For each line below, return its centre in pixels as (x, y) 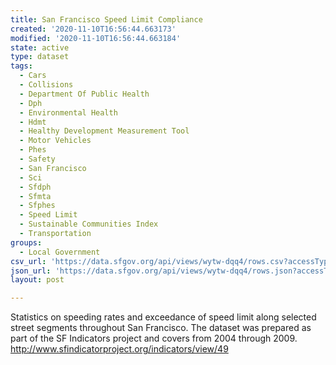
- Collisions (46, 85)
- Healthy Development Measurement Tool (104, 131)
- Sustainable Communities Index (89, 224)
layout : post (37, 280)
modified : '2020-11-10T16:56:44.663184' (96, 38)
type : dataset (40, 57)
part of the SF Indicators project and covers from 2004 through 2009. (154, 338)
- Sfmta (35, 196)
